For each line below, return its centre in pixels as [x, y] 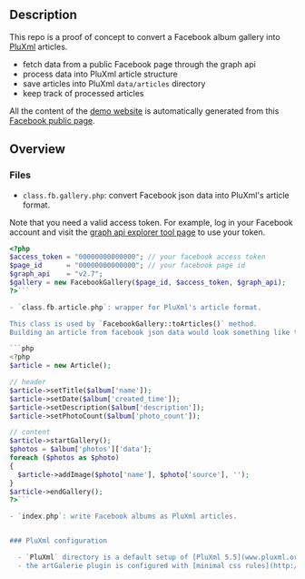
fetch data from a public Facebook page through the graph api [139, 64]
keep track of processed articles [83, 93]
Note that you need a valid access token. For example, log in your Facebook [151, 222]
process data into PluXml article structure [100, 74]
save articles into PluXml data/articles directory [114, 83]
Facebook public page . [52, 120]
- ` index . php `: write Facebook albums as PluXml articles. [123, 517]
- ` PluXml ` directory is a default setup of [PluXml [119, 557]
